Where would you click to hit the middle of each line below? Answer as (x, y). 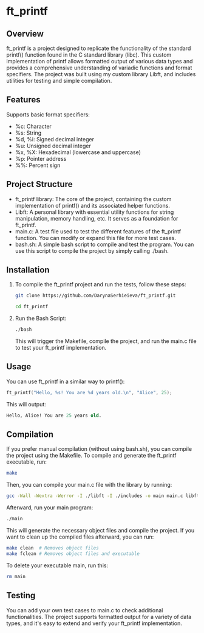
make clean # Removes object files (53, 548)
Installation (28, 270)
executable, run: (27, 462)
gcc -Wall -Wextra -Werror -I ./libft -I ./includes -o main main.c (95, 496)
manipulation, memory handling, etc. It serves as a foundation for (97, 218)
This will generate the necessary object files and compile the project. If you (100, 531)
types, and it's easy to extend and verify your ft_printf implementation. (94, 623)
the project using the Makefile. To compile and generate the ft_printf (92, 456)
